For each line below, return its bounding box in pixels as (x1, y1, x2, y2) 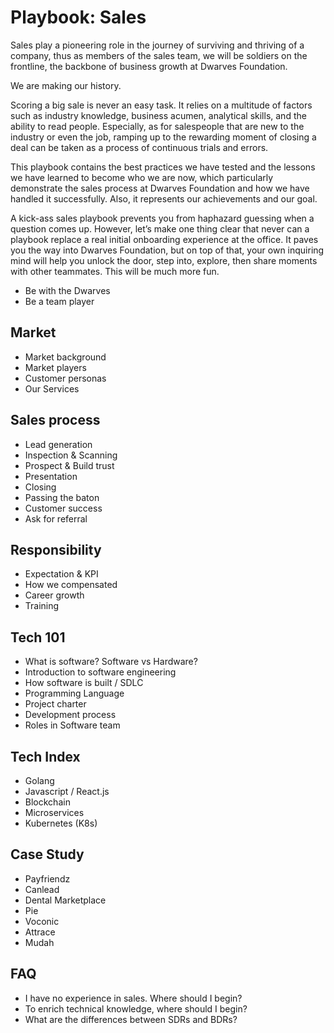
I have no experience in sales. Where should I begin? (24, 992, 243, 1004)
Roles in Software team (24, 719, 121, 731)
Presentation (24, 470, 78, 482)
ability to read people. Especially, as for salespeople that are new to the (10, 120, 305, 132)
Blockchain (24, 796, 71, 808)
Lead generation (24, 438, 93, 450)
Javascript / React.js (24, 786, 110, 797)
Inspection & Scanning (24, 449, 118, 461)
